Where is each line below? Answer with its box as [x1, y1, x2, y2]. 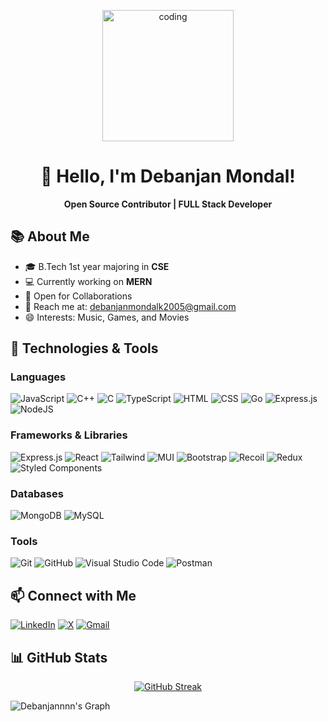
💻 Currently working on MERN [24, 275, 153, 287]
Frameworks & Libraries [10, 428, 128, 442]
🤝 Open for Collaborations [24, 290, 133, 302]
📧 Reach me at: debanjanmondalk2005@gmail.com [24, 300, 237, 312]
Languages [10, 370, 67, 384]
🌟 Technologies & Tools [10, 340, 159, 357]
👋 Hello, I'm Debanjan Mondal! [40, 165, 296, 188]
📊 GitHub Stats [10, 649, 108, 666]
